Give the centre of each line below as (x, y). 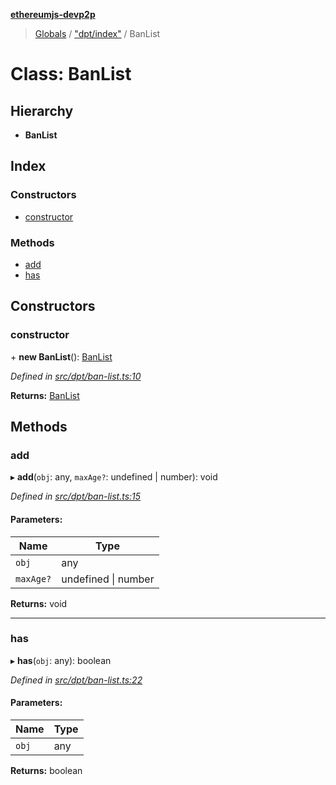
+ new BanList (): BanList (61, 356)
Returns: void (39, 603)
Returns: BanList (45, 395)
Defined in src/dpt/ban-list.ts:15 (76, 496)
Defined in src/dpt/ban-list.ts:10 (76, 376)
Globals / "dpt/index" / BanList (97, 33)
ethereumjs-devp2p (53, 14)
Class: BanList (71, 74)
